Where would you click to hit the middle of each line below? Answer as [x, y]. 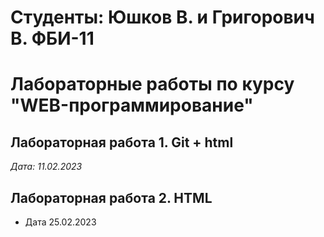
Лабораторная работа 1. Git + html [122, 142]
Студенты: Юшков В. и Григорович [162, 17]
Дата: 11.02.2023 [46, 167]
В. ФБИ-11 [52, 38]
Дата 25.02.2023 [60, 222]
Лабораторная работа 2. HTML [111, 197]
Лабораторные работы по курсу [152, 84]
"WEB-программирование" [132, 105]
